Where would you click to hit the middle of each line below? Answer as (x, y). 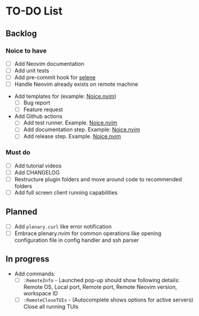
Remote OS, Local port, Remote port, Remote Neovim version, (100, 287)
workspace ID (41, 293)
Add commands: (35, 274)
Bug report (37, 103)
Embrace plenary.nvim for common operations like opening (88, 233)
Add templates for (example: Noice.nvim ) (65, 96)
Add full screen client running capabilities (66, 192)
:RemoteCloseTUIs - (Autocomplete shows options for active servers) (108, 300)
